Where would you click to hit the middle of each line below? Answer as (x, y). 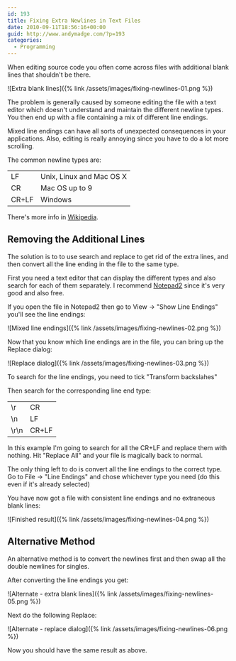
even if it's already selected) (49, 484)
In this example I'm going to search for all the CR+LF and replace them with (117, 447)
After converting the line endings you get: (68, 580)
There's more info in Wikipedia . (53, 217)
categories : (25, 40)
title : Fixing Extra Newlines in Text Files (74, 21)
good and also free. (36, 293)
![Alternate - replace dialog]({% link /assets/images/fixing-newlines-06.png (118, 628)
